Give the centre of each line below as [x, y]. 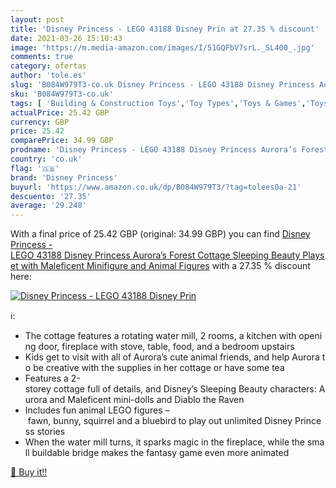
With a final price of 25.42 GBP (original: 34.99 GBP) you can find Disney [160, 234]
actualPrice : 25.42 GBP [60, 112]
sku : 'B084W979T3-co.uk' [62, 94]
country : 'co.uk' [46, 159]
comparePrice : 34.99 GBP [62, 141]
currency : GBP [40, 122]
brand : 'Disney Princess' [64, 177]
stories [51, 432]
